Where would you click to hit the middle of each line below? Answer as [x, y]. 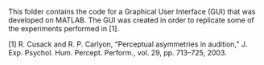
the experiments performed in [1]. [64, 28]
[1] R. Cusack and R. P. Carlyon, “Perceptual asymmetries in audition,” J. [128, 44]
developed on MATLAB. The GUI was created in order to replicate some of [132, 20]
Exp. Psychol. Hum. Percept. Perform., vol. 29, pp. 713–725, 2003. [118, 53]
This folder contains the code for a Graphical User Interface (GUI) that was [132, 12]
